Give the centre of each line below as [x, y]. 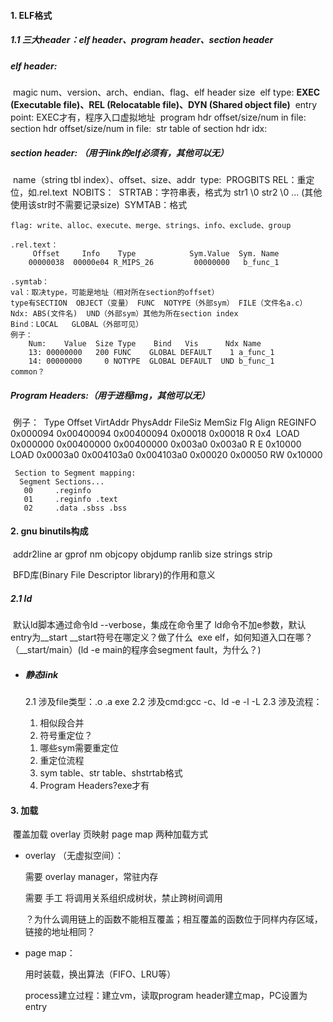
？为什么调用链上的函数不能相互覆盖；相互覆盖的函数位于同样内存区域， [173, 919]
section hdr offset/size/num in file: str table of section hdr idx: [139, 128]
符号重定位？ [66, 736]
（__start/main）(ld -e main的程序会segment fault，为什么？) [136, 650]
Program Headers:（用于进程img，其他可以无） [110, 395]
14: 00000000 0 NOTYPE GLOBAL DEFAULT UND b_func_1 [151, 361]
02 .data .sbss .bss [75, 508]
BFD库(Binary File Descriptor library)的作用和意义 [114, 575]
